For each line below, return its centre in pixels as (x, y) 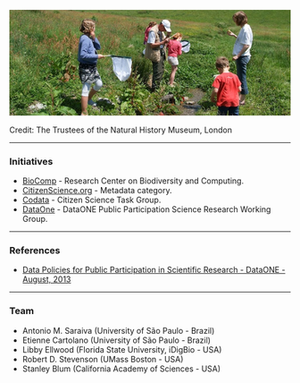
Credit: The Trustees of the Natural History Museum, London (121, 130)
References (35, 251)
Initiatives (31, 161)
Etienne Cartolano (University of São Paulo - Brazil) (117, 340)
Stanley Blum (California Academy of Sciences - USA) (121, 369)
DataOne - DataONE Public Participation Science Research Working (146, 209)
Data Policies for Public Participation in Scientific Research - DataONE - (154, 270)
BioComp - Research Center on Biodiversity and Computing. (133, 181)
